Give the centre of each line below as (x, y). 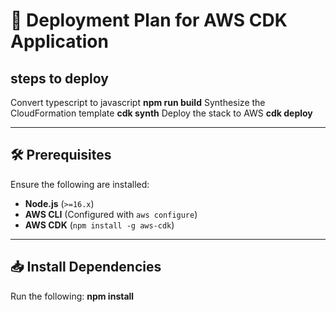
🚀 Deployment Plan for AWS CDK (149, 20)
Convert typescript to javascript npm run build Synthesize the (138, 102)
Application (59, 41)
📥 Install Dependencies (86, 267)
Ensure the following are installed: (80, 184)
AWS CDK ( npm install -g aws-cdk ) (99, 225)
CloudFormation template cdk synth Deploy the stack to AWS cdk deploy (161, 113)
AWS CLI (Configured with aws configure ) (111, 214)
